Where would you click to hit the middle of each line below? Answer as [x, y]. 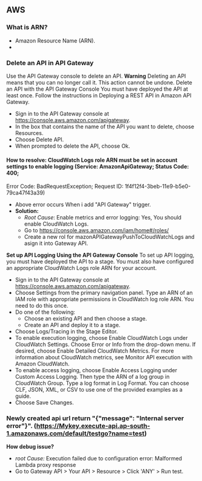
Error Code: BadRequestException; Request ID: [65, 186]
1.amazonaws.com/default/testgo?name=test [75, 434]
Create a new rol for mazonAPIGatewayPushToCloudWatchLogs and [109, 237]
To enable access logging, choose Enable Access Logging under [96, 370]
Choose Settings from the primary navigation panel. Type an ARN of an [104, 293]
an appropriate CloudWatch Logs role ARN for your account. [82, 268]
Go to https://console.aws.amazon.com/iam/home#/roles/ [96, 230]
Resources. [29, 133]
